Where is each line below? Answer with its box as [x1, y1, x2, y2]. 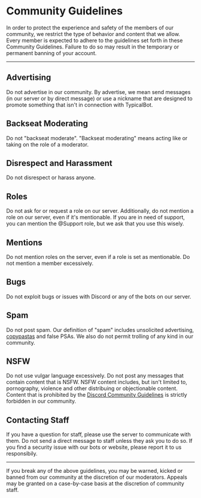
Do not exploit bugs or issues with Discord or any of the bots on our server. [6, 292, 191, 300]
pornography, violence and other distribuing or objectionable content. [6, 385, 178, 392]
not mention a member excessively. [6, 259, 94, 267]
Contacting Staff [6, 415, 70, 425]
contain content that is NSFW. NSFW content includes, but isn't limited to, [6, 379, 187, 386]
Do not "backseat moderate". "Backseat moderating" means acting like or [6, 134, 188, 141]
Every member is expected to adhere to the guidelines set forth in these [6, 37, 183, 44]
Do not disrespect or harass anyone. [6, 174, 96, 181]
